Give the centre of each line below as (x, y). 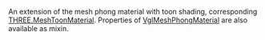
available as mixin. (39, 28)
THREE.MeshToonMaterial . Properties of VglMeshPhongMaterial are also (128, 20)
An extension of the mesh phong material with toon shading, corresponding (133, 12)
